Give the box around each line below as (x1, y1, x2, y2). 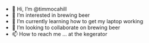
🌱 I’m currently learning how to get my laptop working (11, 18, 144, 24)
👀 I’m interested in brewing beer (11, 12, 90, 19)
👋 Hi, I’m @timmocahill (11, 6, 67, 12)
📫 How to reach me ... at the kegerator (11, 31, 108, 37)
